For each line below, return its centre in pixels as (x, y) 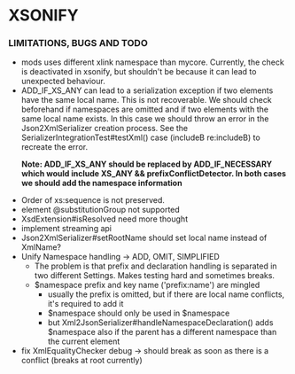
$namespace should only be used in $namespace (139, 313)
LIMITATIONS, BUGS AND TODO (78, 43)
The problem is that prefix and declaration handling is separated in (155, 266)
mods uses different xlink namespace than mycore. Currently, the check (152, 62)
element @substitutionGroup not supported (101, 210)
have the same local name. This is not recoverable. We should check (146, 100)
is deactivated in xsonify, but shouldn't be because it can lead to (139, 72)
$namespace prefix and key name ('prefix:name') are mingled (147, 285)
